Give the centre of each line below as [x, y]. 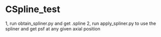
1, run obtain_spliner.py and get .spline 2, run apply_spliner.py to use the [81, 23]
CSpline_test [33, 9]
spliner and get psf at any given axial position [53, 28]
